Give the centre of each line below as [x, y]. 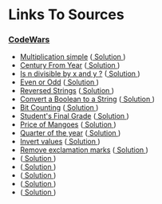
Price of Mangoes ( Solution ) [68, 124]
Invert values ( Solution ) [60, 142]
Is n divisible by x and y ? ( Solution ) [80, 74]
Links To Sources [67, 15]
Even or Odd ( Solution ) [59, 82]
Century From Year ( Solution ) [70, 65]
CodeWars [29, 40]
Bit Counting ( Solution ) [59, 108]
